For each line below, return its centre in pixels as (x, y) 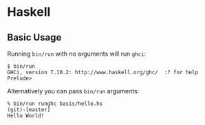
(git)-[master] (29, 110)
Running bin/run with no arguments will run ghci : (77, 54)
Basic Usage (34, 37)
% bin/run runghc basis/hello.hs (55, 104)
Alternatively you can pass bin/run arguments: (73, 91)
